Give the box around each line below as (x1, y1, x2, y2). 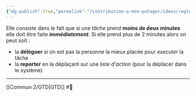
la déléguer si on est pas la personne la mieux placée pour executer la (14, 48, 184, 55)
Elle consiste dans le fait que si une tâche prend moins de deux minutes (6, 24, 181, 31)
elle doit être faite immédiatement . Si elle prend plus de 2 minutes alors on (6, 30, 187, 38)
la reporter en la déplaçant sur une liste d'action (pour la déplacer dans (14, 61, 187, 67)
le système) (14, 66, 43, 73)
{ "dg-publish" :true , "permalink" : (6, 8, 87, 15)
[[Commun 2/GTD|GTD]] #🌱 (6, 83, 73, 90)
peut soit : (6, 37, 30, 44)
